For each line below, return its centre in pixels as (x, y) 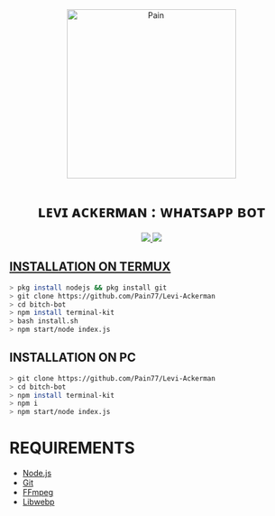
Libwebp (38, 502)
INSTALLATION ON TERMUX (90, 267)
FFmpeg (38, 493)
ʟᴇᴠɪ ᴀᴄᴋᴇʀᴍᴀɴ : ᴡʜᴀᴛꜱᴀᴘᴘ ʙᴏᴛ (151, 212)
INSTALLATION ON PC (73, 358)
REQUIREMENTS (72, 448)
